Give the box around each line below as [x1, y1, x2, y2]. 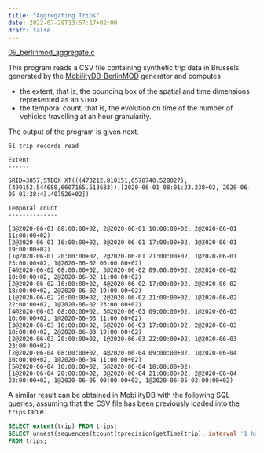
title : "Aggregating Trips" [8, 11, 101, 20]
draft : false [8, 26, 51, 34]
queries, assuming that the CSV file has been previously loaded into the [8, 399, 240, 408]
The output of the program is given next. [8, 127, 139, 136]
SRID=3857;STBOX [8, 176, 61, 185]
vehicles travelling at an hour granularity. [19, 112, 152, 121]
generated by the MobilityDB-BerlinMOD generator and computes [8, 72, 222, 81]
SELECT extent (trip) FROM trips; [8, 422, 118, 430]
